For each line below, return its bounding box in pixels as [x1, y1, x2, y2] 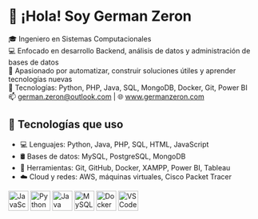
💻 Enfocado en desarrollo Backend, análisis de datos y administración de [8, 45, 251, 55]
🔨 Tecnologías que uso [8, 118, 124, 131]
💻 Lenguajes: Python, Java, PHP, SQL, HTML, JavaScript [19, 139, 209, 149]
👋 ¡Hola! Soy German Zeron [8, 7, 192, 25]
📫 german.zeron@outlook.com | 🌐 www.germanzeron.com [8, 92, 205, 101]
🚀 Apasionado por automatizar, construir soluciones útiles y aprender [8, 65, 236, 75]
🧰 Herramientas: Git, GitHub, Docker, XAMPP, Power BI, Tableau [19, 162, 231, 172]
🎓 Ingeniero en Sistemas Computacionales [8, 33, 152, 43]
